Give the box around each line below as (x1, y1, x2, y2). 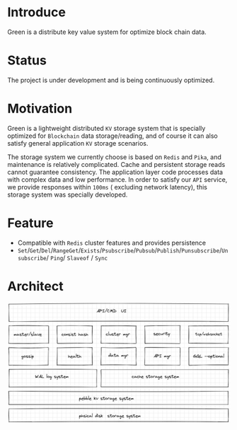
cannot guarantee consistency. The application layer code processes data (7, 168, 224, 176)
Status (7, 52, 47, 69)
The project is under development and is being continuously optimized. (7, 76, 215, 84)
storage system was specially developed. (7, 190, 128, 199)
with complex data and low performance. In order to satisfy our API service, (7, 175, 228, 184)
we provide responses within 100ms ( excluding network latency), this (7, 182, 207, 191)
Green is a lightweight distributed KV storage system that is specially (7, 124, 206, 132)
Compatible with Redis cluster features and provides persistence (17, 238, 207, 247)
